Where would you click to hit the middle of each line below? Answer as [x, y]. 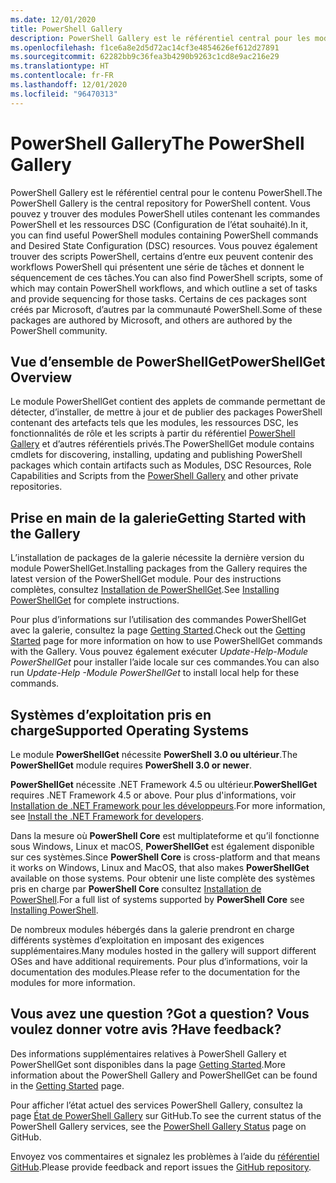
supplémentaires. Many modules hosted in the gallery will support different [163, 950]
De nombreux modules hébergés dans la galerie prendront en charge [152, 929]
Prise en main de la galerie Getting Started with [158, 517]
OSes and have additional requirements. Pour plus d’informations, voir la [159, 961]
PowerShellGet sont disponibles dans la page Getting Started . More [148, 1064]
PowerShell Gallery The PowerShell [157, 143]
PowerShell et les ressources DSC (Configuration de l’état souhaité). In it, [159, 224]
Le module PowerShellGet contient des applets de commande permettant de [168, 402]
